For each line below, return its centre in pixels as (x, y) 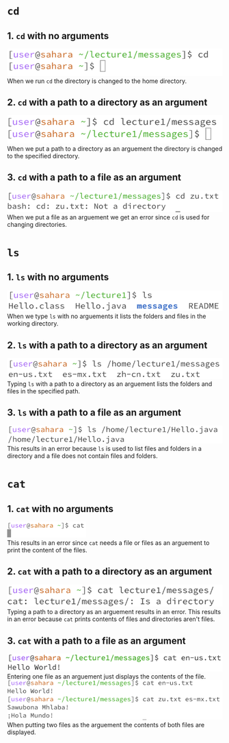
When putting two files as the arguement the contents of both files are (106, 725)
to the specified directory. (43, 156)
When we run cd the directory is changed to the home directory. (97, 81)
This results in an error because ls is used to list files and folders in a (104, 449)
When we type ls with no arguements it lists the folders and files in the (107, 316)
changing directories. (37, 224)
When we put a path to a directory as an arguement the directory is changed (115, 148)
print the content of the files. (47, 550)
